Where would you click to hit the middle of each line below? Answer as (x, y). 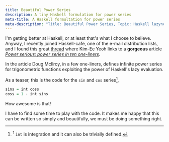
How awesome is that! (28, 103)
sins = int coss (22, 89)
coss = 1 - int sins (27, 94)
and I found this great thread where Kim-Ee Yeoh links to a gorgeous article (84, 49)
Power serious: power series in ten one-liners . (53, 54)
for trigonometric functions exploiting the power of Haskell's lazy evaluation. (84, 69)
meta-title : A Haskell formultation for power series (63, 19)
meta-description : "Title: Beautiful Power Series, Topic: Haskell (77, 24)
